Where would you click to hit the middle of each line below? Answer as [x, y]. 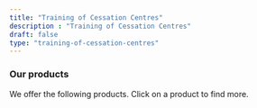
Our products [39, 75]
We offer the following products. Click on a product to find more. [129, 94]
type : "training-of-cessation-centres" [84, 43]
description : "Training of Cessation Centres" [101, 26]
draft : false [34, 34]
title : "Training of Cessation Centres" [87, 18]
